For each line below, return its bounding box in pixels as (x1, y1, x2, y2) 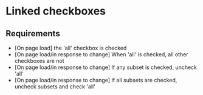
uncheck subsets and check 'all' (14, 83, 95, 90)
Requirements (5, 28, 60, 39)
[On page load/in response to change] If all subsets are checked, (14, 77, 177, 84)
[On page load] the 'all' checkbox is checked (14, 44, 127, 51)
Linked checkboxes (5, 4, 106, 18)
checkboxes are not (14, 57, 64, 64)
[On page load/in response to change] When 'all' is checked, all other (14, 51, 189, 58)
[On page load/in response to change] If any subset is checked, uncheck (14, 64, 198, 71)
